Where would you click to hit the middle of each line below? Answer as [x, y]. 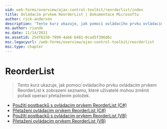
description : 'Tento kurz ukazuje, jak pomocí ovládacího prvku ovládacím [84, 24]
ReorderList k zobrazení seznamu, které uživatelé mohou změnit [83, 90]
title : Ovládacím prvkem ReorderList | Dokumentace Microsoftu [72, 14]
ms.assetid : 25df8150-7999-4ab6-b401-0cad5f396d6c [59, 38]
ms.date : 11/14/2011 [27, 33]
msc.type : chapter [24, 47]
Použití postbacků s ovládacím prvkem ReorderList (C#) [70, 105]
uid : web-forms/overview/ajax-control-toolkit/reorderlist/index [74, 10]
